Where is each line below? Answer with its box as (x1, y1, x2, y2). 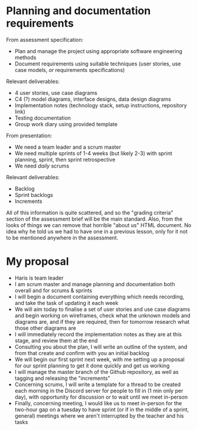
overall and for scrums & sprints (14, 287, 93, 294)
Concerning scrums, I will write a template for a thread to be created (14, 380, 181, 388)
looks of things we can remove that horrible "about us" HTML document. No (6, 221, 192, 228)
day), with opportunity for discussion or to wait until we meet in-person (14, 393, 188, 401)
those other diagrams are (14, 324, 77, 331)
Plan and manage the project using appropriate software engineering (14, 47, 183, 54)
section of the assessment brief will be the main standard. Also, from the (6, 215, 183, 222)
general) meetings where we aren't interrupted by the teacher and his (14, 412, 184, 419)
